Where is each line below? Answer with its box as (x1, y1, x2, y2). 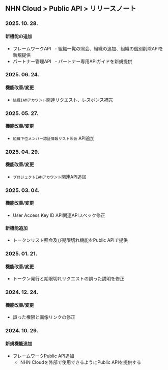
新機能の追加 (5, 33, 32, 39)
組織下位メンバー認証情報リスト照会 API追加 (12, 135, 95, 141)
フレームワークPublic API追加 (12, 353, 75, 359)
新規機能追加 (5, 340, 32, 347)
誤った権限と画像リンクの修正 (12, 314, 75, 320)
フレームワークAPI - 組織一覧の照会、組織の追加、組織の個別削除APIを (12, 45, 164, 51)
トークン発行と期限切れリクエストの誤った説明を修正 (12, 276, 125, 282)
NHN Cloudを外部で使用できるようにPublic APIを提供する (20, 359, 142, 365)
